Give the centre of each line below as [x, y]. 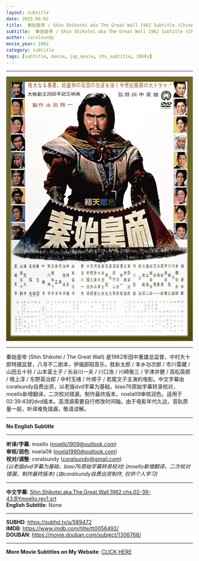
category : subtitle [30, 51]
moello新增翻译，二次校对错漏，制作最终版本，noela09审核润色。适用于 [94, 394]
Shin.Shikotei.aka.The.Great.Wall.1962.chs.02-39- [90, 492]
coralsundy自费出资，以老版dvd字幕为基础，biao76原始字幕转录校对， [92, 386]
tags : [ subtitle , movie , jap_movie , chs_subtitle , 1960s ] [79, 56]
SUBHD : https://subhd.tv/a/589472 [49, 522]
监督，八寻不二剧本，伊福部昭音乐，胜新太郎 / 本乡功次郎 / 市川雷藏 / [106, 364]
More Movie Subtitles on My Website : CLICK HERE [69, 551]
